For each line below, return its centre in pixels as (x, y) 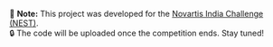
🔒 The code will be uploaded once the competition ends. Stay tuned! (137, 33)
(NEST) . (24, 23)
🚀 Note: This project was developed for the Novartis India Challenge (136, 14)
